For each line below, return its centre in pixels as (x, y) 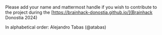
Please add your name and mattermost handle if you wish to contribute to (81, 7)
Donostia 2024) (21, 17)
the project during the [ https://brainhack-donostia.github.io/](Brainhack (79, 12)
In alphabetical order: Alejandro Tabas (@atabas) (56, 27)
